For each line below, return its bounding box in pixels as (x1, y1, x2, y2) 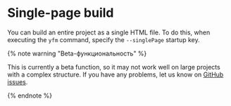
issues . (7, 77, 28, 86)
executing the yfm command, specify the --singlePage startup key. (7, 35, 200, 44)
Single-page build (7, 5, 114, 21)
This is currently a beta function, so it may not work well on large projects (7, 62, 220, 71)
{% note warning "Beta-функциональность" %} (7, 49, 147, 58)
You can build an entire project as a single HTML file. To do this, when (7, 28, 211, 37)
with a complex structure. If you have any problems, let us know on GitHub (7, 70, 224, 79)
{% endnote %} (7, 91, 53, 100)
